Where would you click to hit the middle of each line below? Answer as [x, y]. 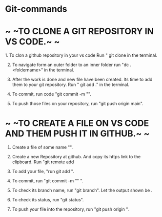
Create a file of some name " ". [42, 147]
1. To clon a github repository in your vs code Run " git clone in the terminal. [81, 55]
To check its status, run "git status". [48, 200]
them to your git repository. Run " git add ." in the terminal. [71, 85]
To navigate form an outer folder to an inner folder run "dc [71, 65]
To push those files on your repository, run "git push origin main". [78, 104]
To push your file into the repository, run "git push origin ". [71, 209]
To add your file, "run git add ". [43, 172]
